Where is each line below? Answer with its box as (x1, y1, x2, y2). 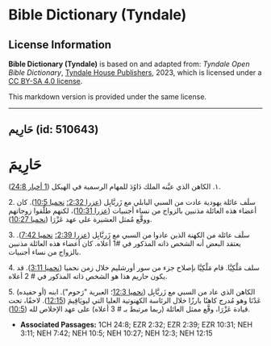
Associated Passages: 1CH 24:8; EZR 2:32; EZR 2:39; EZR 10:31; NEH (19, 320, 252, 330)
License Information (8, 38, 111, 52)
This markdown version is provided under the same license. (8, 92, 207, 102)
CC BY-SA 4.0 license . (8, 77, 83, 85)
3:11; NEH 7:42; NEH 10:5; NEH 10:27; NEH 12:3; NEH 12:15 (19, 328, 213, 338)
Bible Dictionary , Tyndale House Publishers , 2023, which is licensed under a (8, 68, 262, 77)
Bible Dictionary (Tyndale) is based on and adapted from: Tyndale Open (8, 59, 250, 69)
